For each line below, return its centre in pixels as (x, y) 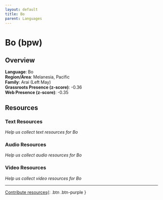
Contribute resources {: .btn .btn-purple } (46, 192)
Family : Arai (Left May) (28, 82)
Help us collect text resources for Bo (42, 132)
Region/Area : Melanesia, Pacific (37, 77)
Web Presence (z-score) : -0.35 (37, 92)
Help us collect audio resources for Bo (43, 155)
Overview (20, 60)
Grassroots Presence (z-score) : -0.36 (44, 87)
